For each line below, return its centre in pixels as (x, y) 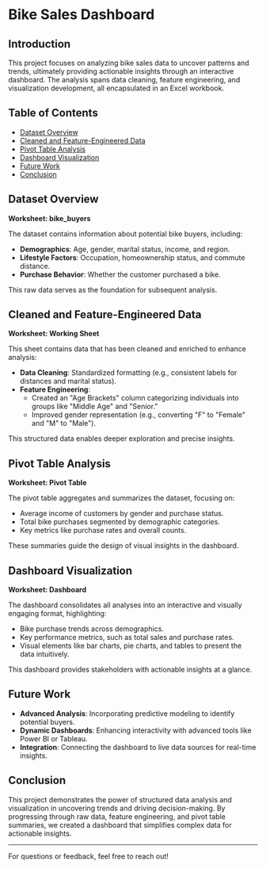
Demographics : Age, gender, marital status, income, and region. (125, 249)
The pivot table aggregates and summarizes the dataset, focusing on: (122, 498)
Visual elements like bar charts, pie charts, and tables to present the (131, 646)
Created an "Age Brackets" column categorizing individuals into (135, 398)
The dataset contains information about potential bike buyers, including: (125, 234)
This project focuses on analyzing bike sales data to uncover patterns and (129, 63)
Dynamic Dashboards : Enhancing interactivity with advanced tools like (135, 730)
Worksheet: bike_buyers (49, 218)
